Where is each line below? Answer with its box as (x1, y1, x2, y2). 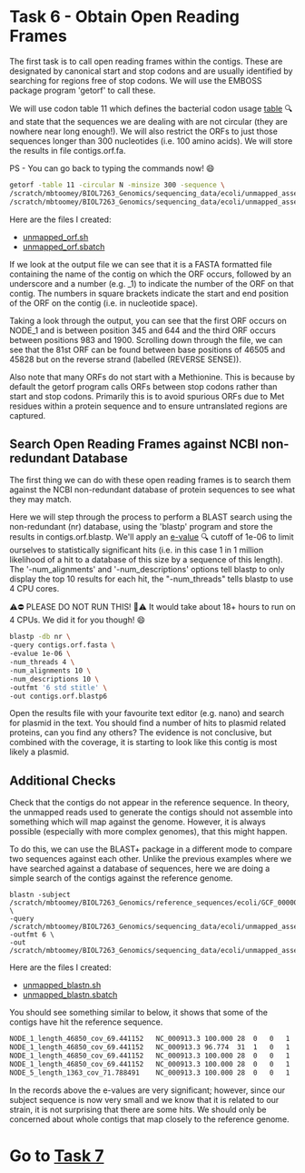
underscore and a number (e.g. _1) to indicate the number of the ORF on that (9, 278, 294, 288)
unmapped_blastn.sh (22, 980, 102, 991)
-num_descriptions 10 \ (9, 674, 100, 683)
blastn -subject (9, 890, 71, 900)
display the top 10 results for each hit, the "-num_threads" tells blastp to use (9, 573, 293, 584)
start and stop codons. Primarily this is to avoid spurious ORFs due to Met (9, 390, 285, 401)
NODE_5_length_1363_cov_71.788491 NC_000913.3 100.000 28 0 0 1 (9, 1067, 290, 1077)
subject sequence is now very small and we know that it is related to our (9, 1094, 280, 1105)
